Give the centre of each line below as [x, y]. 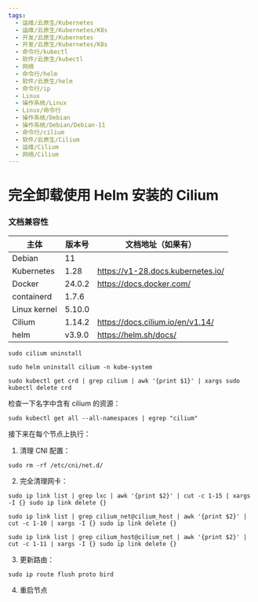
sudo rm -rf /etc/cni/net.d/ [56, 465]
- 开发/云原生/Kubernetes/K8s [62, 45]
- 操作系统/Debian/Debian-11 [60, 125]
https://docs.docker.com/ [144, 284]
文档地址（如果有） [161, 244]
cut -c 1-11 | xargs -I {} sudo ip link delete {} [93, 544]
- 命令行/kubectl [42, 52]
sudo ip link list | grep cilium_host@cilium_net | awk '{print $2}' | [127, 537]
